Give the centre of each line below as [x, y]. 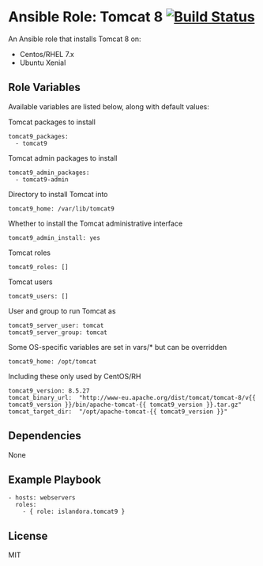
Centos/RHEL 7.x [47, 54]
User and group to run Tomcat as [62, 311]
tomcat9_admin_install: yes [54, 237]
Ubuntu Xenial [43, 63]
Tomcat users [30, 282]
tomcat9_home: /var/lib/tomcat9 [61, 209]
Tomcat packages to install [52, 122]
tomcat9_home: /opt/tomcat [53, 361]
